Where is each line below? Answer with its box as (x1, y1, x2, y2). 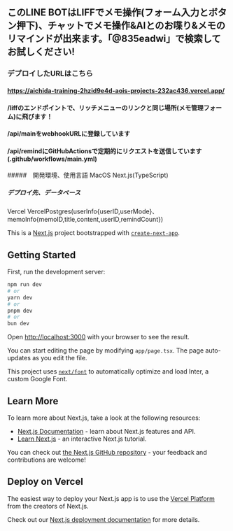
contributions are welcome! (7, 455, 86, 464)
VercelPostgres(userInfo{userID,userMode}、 (27, 207, 159, 215)
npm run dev (7, 281, 42, 288)
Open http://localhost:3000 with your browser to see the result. (7, 333, 190, 341)
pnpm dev (7, 307, 33, 314)
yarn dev (7, 294, 33, 301)
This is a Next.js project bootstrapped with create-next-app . (7, 229, 181, 237)
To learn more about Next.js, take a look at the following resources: (7, 413, 201, 422)
